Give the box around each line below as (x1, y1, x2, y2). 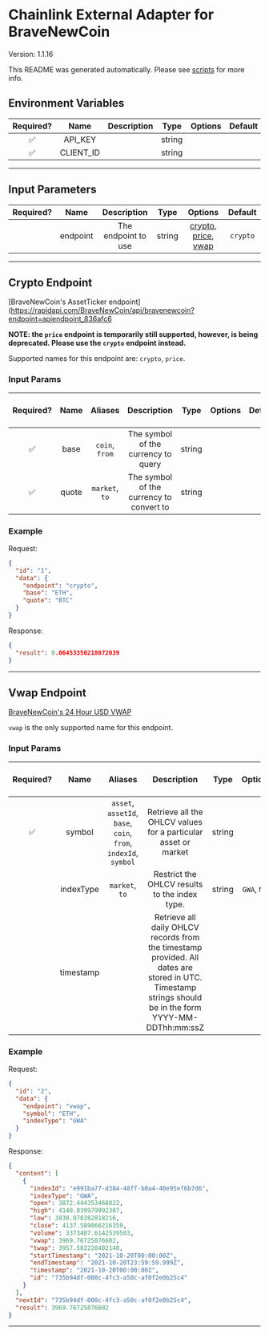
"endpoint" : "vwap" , (22, 1102, 91, 1110)
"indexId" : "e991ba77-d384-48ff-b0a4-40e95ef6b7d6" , (29, 1184, 210, 1192)
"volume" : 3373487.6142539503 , (29, 1229, 134, 1237)
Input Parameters (8, 183, 97, 197)
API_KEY (63, 134, 97, 145)
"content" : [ (15, 1169, 59, 1177)
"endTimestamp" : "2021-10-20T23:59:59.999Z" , (29, 1259, 184, 1267)
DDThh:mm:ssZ (146, 1021, 204, 1033)
